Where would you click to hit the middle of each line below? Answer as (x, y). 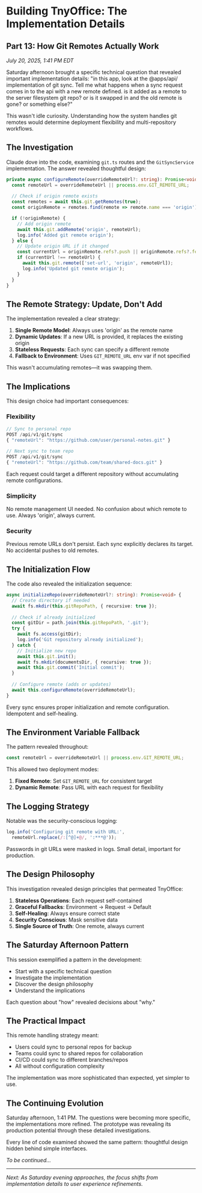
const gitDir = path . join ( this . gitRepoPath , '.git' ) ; (80, 623)
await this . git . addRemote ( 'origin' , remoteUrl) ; (79, 229)
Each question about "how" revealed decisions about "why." (81, 1002)
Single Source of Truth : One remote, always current (79, 926)
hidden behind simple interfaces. (47, 1148)
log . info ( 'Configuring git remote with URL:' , (66, 832)
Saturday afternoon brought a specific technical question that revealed (94, 72)
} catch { (24, 645)
